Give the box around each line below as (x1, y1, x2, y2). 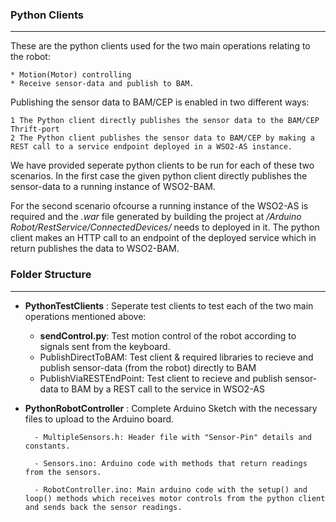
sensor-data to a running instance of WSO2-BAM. (10, 181, 216, 193)
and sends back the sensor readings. (24, 502, 183, 512)
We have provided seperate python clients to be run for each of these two (10, 159, 315, 172)
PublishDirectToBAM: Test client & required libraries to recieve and (39, 351, 314, 363)
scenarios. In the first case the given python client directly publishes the (10, 170, 308, 182)
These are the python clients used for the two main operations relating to (10, 40, 311, 52)
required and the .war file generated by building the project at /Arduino (10, 211, 302, 223)
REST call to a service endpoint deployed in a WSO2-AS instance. (10, 142, 293, 152)
